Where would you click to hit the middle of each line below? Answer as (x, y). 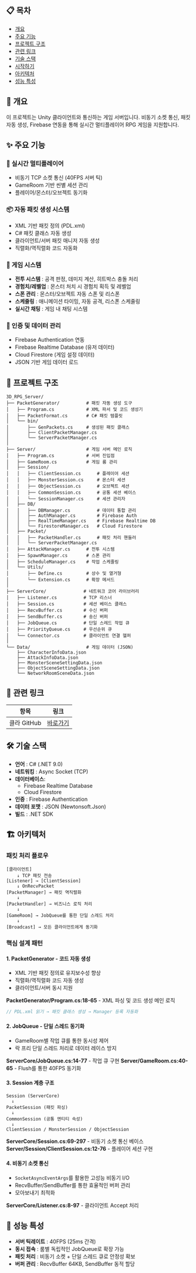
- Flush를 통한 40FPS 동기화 (48, 1068)
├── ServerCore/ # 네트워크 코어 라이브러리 (73, 591)
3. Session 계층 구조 (30, 1083)
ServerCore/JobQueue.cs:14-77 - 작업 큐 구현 (63, 1061)
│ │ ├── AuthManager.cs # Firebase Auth (71, 516)
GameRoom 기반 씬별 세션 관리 (51, 185)
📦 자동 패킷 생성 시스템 (38, 209)
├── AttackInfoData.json (48, 658)
